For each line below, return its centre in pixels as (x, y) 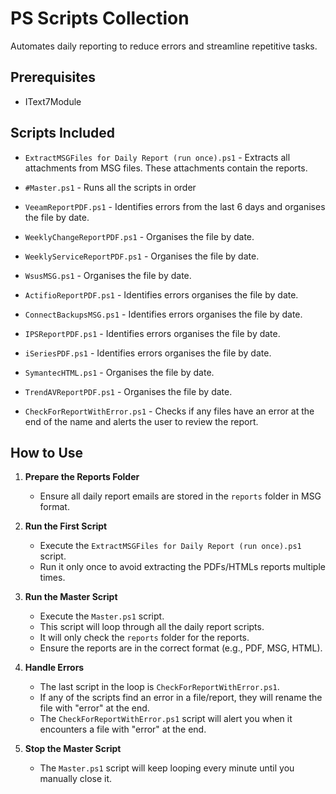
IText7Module (53, 101)
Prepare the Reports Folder (82, 477)
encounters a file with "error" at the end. (123, 729)
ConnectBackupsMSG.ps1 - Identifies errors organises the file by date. (163, 314)
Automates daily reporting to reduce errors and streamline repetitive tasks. (164, 46)
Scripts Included (63, 133)
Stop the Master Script (73, 749)
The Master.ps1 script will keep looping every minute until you (167, 768)
